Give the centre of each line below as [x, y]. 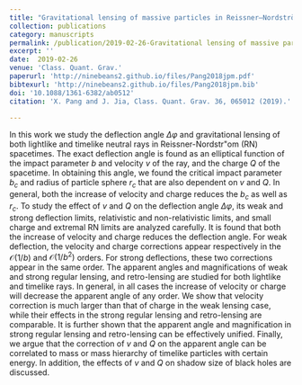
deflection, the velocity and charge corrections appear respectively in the [145, 246]
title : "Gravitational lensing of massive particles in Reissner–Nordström [154, 18]
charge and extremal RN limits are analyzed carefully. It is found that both [145, 227]
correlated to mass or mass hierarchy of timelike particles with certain [138, 354]
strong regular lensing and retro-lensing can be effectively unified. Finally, [146, 335]
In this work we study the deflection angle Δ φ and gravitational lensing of [145, 135]
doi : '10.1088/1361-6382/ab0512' [72, 93]
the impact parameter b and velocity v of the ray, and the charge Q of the [145, 164]
